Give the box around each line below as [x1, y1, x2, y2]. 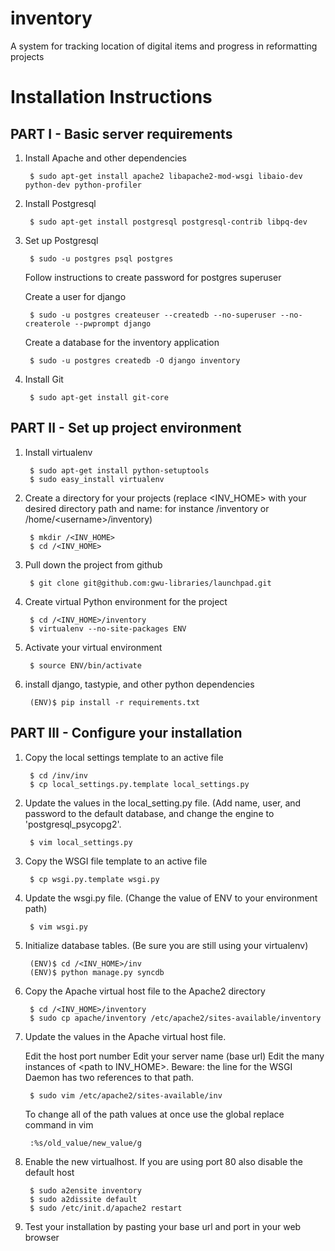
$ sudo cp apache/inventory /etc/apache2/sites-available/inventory [29, 1013, 322, 1023]
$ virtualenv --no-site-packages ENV [29, 623, 187, 634]
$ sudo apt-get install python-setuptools [29, 465, 210, 476]
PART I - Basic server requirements [10, 125, 233, 142]
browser [24, 1231, 60, 1243]
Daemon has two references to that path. [24, 1071, 195, 1083]
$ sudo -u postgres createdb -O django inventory [29, 355, 241, 366]
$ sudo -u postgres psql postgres [29, 253, 174, 264]
